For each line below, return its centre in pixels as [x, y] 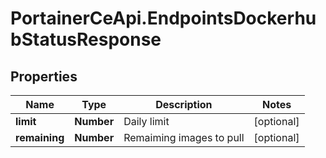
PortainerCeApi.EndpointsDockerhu [163, 18]
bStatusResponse [86, 39]
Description [184, 104]
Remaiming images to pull [184, 137]
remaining [40, 137]
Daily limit [146, 121]
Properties [44, 76]
